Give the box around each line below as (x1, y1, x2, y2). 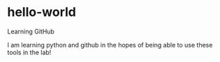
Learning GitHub (7, 27, 54, 36)
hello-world (7, 4, 77, 20)
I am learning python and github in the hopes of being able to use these (7, 40, 213, 49)
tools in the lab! (7, 48, 52, 56)
